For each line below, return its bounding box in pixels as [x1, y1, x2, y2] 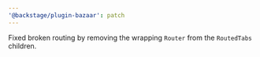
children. [8, 41, 37, 51]
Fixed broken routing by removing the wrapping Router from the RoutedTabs [8, 33, 252, 42]
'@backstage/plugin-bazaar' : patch [8, 11, 125, 20]
